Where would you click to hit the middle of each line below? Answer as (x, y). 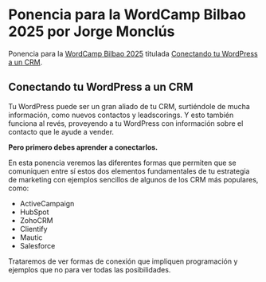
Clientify (33, 229)
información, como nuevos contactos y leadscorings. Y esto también (121, 115)
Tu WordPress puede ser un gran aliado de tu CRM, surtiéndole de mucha (129, 106)
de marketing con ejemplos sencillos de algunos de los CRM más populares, (133, 179)
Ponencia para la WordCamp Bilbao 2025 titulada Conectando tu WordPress (133, 53)
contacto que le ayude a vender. (61, 131)
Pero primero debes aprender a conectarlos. (83, 147)
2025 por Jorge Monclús (92, 31)
